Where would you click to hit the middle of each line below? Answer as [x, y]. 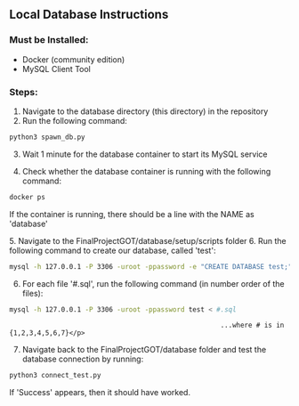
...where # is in [252, 325]
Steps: [24, 92]
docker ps [28, 197]
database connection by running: [83, 359]
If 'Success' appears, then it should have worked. [100, 393]
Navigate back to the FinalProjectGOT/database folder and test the [144, 350]
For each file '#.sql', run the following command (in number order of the [153, 283]
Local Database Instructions [89, 15]
